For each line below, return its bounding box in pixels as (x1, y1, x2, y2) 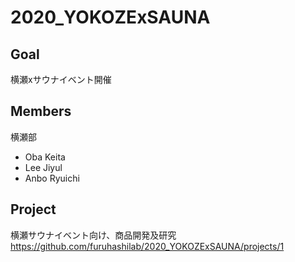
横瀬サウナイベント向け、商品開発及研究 (10, 229, 177, 241)
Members (10, 103, 72, 120)
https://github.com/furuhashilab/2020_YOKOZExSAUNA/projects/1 (10, 240, 285, 252)
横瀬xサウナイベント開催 (10, 74, 112, 85)
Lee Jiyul (24, 161, 63, 173)
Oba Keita (24, 151, 66, 163)
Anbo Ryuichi (24, 172, 80, 184)
